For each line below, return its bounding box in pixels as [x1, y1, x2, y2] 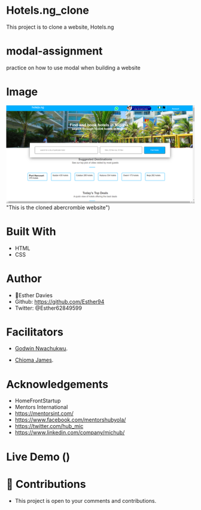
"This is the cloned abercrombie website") [6, 204, 111, 211]
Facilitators [6, 325, 64, 338]
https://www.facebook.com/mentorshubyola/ [14, 416, 126, 423]
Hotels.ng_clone [6, 4, 90, 17]
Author [6, 271, 42, 285]
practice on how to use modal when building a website [6, 64, 141, 71]
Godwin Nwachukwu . [14, 345, 68, 352]
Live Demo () [6, 450, 71, 463]
